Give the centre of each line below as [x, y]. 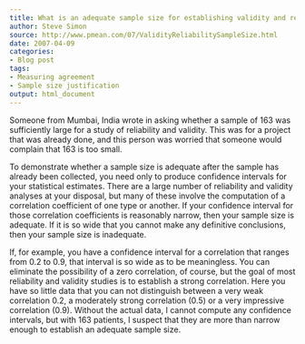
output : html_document [52, 94]
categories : [32, 52]
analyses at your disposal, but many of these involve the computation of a [148, 196]
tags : [20, 69]
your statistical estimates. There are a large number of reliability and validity [151, 186]
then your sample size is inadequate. [78, 234]
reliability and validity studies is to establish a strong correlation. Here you [148, 281]
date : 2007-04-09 [42, 43]
